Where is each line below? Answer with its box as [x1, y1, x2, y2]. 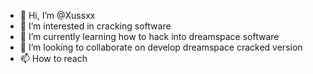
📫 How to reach [19, 53, 88, 64]
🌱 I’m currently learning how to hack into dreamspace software [19, 31, 280, 42]
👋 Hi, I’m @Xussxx [19, 10, 96, 21]
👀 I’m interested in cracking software [19, 20, 172, 32]
